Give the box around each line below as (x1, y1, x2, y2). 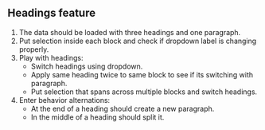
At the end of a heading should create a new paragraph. (30, 104, 215, 113)
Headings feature (7, 6, 96, 20)
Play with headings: (18, 53, 84, 62)
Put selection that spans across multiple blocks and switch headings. (30, 87, 258, 97)
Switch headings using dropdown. (30, 61, 143, 71)
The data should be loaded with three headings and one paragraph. (18, 27, 241, 37)
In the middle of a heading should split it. (30, 112, 165, 122)
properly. (18, 44, 49, 54)
